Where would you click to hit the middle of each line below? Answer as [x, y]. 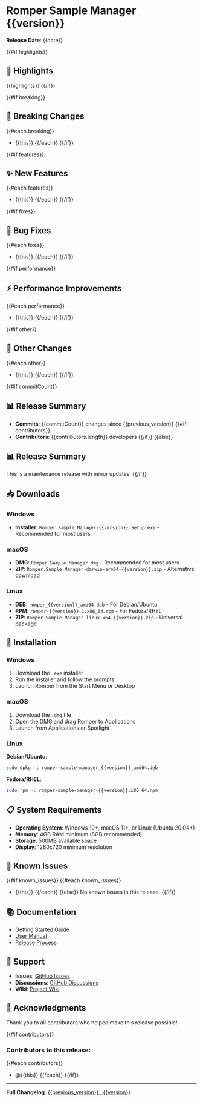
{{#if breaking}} [26, 97]
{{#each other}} [26, 363]
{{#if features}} [25, 154]
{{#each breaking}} [30, 131]
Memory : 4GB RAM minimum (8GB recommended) [79, 834]
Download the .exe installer [49, 673]
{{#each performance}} [36, 306]
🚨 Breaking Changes [45, 117]
